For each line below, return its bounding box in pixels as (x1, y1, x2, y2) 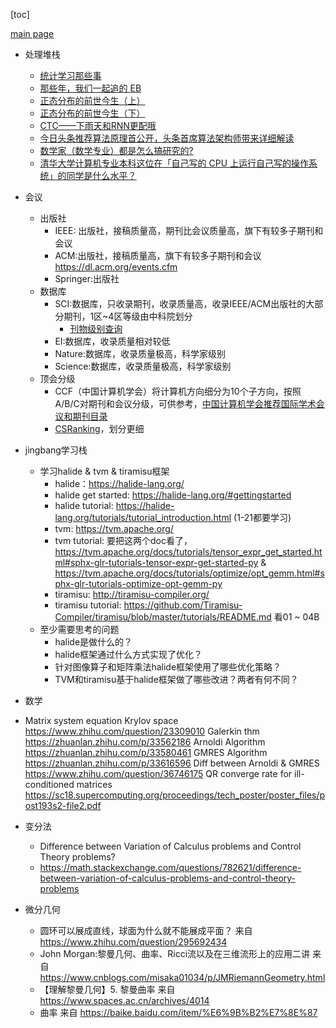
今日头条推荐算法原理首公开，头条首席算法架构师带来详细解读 (39, 132, 295, 144)
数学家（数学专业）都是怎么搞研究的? (39, 145, 194, 156)
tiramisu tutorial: (54, 599, 122, 611)
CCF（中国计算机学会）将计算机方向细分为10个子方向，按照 (54, 385, 302, 397)
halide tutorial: (54, 500, 114, 511)
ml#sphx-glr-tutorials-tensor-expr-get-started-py (54, 557, 259, 568)
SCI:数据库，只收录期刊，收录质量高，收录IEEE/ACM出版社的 (54, 298, 307, 309)
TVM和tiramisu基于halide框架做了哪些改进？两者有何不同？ (54, 674, 299, 685)
